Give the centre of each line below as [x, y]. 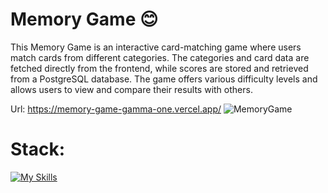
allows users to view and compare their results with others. [131, 89]
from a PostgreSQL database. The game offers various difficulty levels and [164, 79]
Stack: [38, 149]
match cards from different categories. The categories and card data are [160, 57]
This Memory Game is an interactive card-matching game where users [156, 47]
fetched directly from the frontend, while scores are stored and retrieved [159, 68]
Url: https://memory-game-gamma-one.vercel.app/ [116, 109]
